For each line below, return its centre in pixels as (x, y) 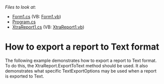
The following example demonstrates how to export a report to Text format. (81, 60)
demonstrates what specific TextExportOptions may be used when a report (81, 71)
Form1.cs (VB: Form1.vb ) (36, 16)
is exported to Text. (24, 76)
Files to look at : (21, 7)
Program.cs (24, 22)
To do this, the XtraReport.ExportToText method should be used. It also (77, 65)
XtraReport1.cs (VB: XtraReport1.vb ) (48, 27)
